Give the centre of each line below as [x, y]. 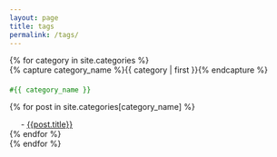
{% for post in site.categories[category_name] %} [102, 107]
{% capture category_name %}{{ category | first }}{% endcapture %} [139, 70]
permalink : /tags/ [44, 34]
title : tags [32, 26]
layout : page [34, 18]
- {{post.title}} [47, 124]
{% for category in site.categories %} [79, 61]
